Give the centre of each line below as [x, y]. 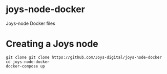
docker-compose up [25, 66]
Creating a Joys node [52, 44]
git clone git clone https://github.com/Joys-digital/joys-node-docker [84, 57]
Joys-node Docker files [30, 23]
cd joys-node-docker [28, 62]
